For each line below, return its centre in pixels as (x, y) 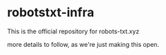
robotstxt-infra (51, 13)
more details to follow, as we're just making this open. (83, 44)
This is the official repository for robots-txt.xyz (73, 31)
